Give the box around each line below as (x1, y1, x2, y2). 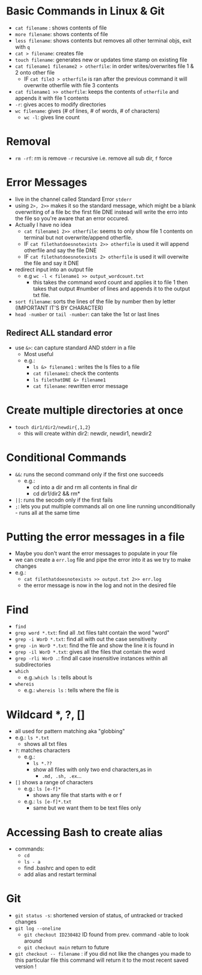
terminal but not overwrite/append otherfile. (23, 233, 133, 241)
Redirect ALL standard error (6, 328, 113, 338)
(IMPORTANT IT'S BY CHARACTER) (14, 304, 103, 311)
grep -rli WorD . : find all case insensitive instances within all (14, 654, 168, 662)
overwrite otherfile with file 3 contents (23, 81, 119, 88)
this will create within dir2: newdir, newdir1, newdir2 (23, 429, 152, 437)
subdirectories (14, 661, 51, 668)
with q (14, 43, 30, 51)
